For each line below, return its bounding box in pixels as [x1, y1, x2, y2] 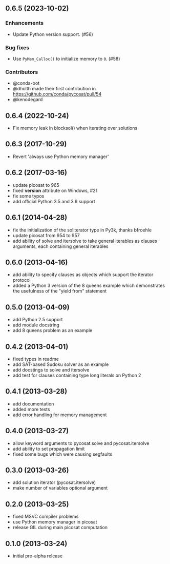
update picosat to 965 [12, 182, 60, 188]
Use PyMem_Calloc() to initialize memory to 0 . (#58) [12, 55, 120, 62]
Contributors [5, 68, 38, 75]
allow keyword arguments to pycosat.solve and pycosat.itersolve [12, 440, 150, 446]
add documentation [12, 400, 54, 407]
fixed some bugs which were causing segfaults [12, 451, 113, 457]
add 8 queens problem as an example [12, 327, 93, 334]
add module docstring [12, 322, 60, 328]
